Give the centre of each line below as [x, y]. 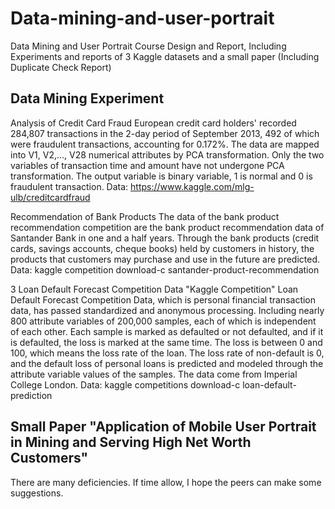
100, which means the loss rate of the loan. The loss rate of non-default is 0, [167, 353]
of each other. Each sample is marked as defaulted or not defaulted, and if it [167, 331]
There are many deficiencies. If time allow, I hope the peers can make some [166, 482]
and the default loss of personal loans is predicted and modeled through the [167, 363]
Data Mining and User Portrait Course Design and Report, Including [148, 46]
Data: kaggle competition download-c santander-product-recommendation [165, 269]
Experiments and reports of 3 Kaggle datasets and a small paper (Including [165, 56]
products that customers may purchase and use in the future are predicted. [165, 259]
